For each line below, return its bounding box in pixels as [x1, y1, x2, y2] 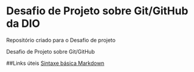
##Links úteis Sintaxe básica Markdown [6, 60, 105, 67]
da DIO [6, 17, 41, 30]
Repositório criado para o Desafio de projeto [6, 36, 116, 43]
